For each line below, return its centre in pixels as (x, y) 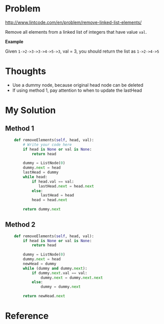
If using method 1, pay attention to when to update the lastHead (77, 90)
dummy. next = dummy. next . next (72, 278)
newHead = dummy (40, 263)
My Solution (30, 110)
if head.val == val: (53, 182)
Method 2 (20, 225)
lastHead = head (57, 195)
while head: (35, 177)
